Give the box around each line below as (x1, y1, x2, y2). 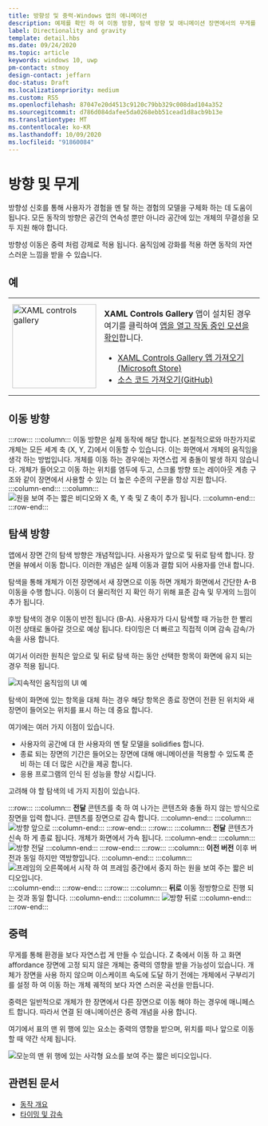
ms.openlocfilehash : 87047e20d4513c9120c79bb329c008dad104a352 (8, 101, 223, 109)
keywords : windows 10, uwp (8, 57, 98, 65)
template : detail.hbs (8, 34, 81, 42)
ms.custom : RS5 (8, 94, 59, 102)
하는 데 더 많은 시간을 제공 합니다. (28, 759, 133, 769)
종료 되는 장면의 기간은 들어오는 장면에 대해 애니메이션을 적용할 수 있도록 (19, 749, 246, 758)
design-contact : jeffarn (8, 71, 91, 79)
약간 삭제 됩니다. (25, 1033, 77, 1044)
